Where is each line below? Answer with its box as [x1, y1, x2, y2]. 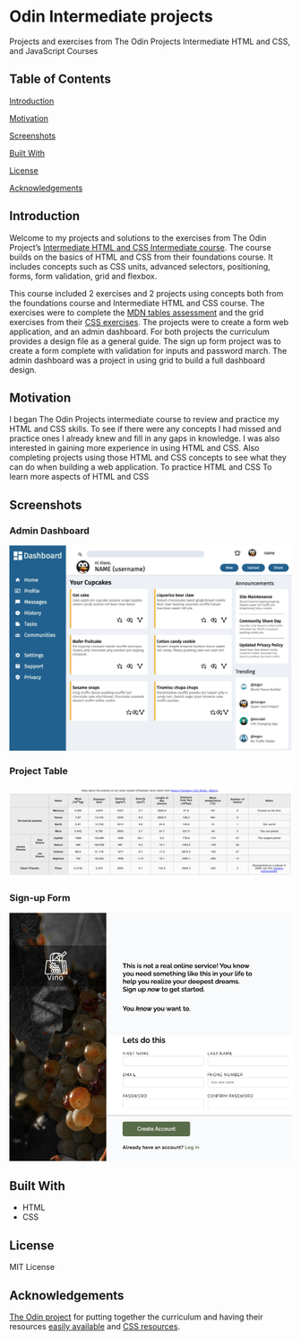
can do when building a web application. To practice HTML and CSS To [9, 462, 272, 472]
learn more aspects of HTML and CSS [9, 472, 150, 482]
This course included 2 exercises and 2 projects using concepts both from [9, 287, 284, 298]
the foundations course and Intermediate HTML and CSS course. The [9, 297, 265, 308]
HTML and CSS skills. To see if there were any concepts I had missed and [9, 424, 282, 435]
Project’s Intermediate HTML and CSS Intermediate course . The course [9, 242, 271, 252]
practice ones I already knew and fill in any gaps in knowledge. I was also [9, 433, 280, 444]
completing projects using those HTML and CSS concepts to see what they [9, 452, 287, 463]
